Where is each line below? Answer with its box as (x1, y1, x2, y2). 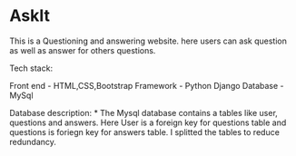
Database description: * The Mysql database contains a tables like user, (9, 107, 279, 118)
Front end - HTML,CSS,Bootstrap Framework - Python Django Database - (9, 80, 284, 91)
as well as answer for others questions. (9, 44, 156, 55)
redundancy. (9, 136, 57, 147)
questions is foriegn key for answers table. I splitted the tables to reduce (9, 126, 280, 137)
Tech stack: (9, 63, 53, 73)
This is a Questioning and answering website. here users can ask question (9, 35, 288, 46)
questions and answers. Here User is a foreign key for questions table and (9, 117, 287, 128)
